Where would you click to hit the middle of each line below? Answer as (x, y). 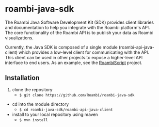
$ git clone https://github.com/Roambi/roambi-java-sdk (77, 95)
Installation (22, 78)
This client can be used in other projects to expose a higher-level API (74, 57)
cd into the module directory (40, 104)
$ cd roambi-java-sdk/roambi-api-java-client (66, 110)
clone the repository (32, 89)
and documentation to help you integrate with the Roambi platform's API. (78, 27)
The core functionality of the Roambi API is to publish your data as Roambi (79, 32)
